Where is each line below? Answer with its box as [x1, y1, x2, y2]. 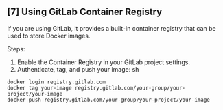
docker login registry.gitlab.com [7, 79, 106, 85]
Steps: [7, 44, 25, 53]
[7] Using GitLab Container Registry [7, 6, 163, 18]
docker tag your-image [7, 84, 72, 92]
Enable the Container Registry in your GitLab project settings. [16, 58, 191, 66]
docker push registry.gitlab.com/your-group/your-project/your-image [7, 96, 211, 103]
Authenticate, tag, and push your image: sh [16, 65, 139, 73]
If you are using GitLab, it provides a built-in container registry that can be [7, 24, 216, 32]
